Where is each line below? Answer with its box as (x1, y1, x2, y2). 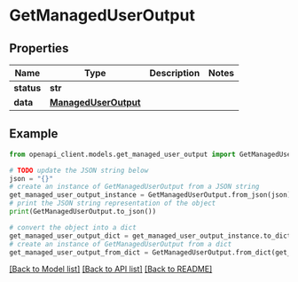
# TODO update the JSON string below (9, 166, 149, 175)
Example (9, 126, 59, 142)
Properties (9, 41, 69, 56)
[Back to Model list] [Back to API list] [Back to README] (9, 263, 213, 275)
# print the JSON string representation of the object (9, 199, 216, 208)
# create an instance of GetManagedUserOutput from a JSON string (9, 183, 260, 192)
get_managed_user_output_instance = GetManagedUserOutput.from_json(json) (9, 191, 292, 200)
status (13, 82, 42, 94)
